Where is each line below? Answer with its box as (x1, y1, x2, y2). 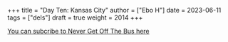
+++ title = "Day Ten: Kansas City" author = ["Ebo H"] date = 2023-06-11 (7, 6, 222, 14)
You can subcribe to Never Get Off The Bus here (7, 27, 150, 35)
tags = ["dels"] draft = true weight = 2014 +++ (7, 13, 143, 22)
